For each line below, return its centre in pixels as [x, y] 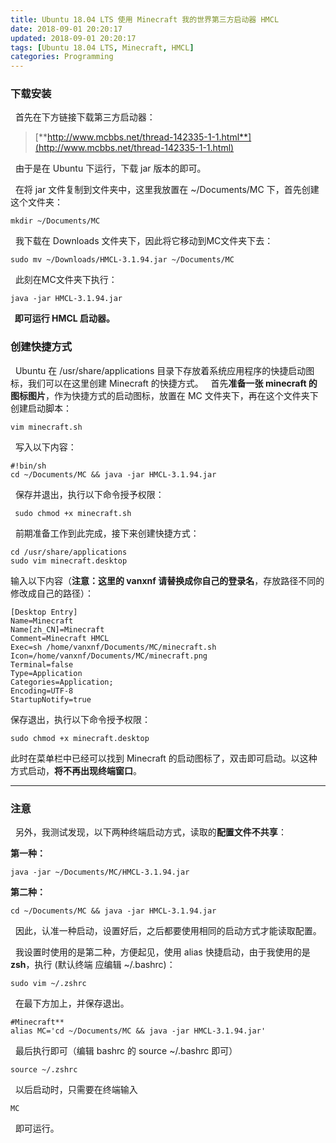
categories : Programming [62, 57]
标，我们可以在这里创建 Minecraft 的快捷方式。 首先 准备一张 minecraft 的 [164, 383]
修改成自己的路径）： [52, 593]
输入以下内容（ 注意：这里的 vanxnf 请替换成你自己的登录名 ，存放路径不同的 [167, 580]
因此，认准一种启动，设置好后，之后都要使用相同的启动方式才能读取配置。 [168, 931]
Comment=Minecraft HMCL [60, 638]
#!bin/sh [28, 466]
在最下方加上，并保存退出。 [72, 1003]
